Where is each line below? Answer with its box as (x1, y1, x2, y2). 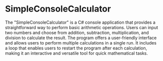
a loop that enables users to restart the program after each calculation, (5, 45, 147, 51)
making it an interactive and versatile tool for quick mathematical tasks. (5, 50, 148, 56)
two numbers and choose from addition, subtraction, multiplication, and (5, 30, 149, 35)
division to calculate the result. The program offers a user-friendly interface (5, 35, 157, 41)
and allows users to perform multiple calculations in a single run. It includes (5, 40, 157, 46)
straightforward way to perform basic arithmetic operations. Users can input (5, 24, 159, 30)
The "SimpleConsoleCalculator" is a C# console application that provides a (5, 19, 156, 25)
